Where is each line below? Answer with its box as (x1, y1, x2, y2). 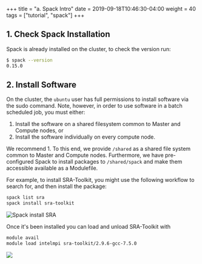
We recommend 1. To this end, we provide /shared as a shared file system (6, 145, 191, 153)
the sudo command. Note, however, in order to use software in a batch (6, 102, 183, 109)
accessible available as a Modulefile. (6, 164, 98, 172)
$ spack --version (6, 57, 53, 63)
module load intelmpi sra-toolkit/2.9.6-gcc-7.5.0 (6, 240, 137, 246)
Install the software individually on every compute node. (15, 133, 156, 141)
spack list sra (6, 195, 45, 201)
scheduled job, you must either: (6, 109, 86, 116)
